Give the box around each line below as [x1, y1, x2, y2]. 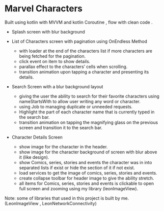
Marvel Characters [4, 3, 83, 14]
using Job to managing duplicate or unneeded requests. [19, 104, 133, 109]
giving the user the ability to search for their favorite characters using [19, 93, 160, 99]
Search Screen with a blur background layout [11, 83, 104, 89]
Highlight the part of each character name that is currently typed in [19, 109, 155, 115]
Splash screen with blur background [11, 29, 85, 35]
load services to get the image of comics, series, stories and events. [19, 170, 158, 176]
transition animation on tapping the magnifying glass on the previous [19, 119, 158, 125]
